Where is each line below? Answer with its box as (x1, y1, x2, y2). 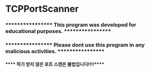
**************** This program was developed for (5, 21, 137, 29)
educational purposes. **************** (5, 28, 111, 35)
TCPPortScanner (5, 3, 79, 15)
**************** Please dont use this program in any (5, 41, 145, 49)
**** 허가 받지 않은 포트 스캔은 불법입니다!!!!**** (5, 61, 104, 67)
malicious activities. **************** (5, 48, 105, 55)
